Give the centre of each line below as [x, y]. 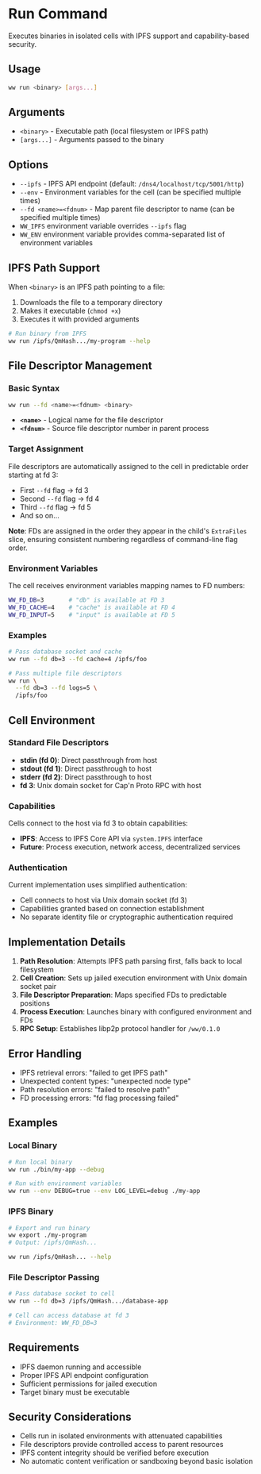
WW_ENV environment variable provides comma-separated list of [122, 234]
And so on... [39, 515]
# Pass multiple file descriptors [65, 673]
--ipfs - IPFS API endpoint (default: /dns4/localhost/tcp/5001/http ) [132, 184]
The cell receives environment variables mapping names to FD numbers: [127, 585]
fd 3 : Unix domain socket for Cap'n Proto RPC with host [111, 785]
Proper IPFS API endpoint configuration [84, 1375]
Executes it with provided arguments [79, 319]
